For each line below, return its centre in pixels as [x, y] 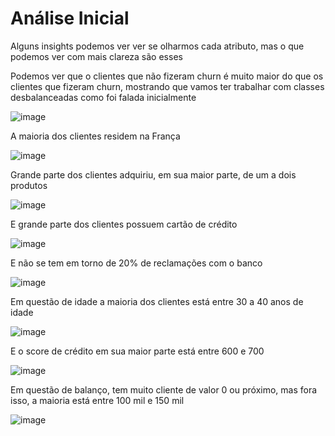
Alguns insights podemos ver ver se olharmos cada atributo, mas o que [157, 46]
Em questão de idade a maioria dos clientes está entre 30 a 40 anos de [157, 301]
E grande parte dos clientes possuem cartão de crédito [124, 224]
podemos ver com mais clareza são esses [96, 56]
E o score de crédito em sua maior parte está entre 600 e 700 [137, 351]
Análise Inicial [70, 18]
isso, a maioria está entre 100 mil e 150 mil [97, 400]
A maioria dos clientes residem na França [95, 136]
